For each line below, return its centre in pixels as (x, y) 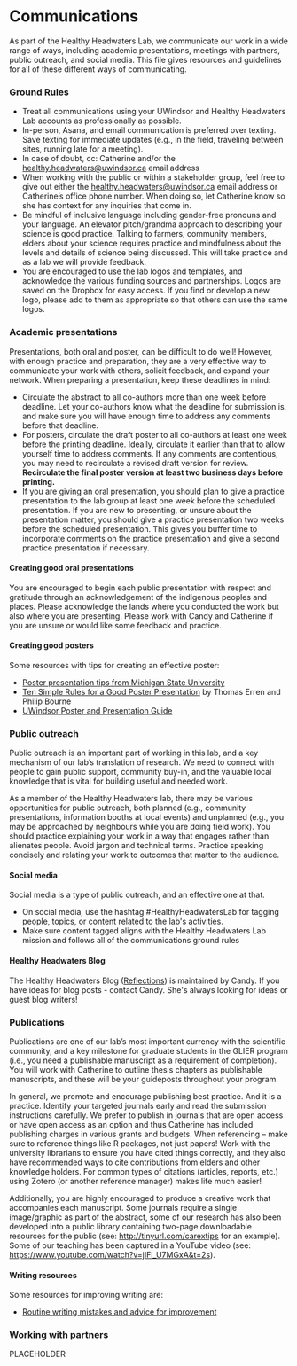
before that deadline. (60, 425)
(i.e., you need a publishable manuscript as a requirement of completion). (143, 1060)
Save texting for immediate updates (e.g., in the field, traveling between (152, 140)
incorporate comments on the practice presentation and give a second (151, 538)
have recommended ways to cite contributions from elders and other (135, 1162)
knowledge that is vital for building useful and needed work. (119, 781)
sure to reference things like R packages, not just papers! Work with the (140, 1143)
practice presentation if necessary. (86, 548)
